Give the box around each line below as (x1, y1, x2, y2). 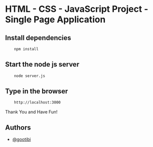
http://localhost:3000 (14, 100, 61, 105)
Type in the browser (5, 87, 68, 95)
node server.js (14, 73, 46, 78)
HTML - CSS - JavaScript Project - (5, 3, 149, 15)
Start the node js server (5, 60, 80, 69)
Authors (5, 123, 31, 132)
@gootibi (12, 137, 31, 143)
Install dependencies (5, 34, 71, 42)
